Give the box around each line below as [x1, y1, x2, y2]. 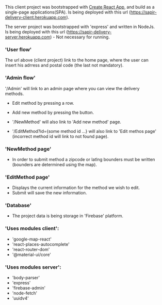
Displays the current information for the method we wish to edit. [12, 185, 140, 191]
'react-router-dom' [12, 246, 50, 252]
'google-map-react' [12, 236, 52, 242]
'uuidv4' [12, 295, 29, 301]
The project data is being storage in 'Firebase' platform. [12, 213, 124, 219]
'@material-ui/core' [12, 252, 51, 257]
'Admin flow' [5, 75, 36, 81]
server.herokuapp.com [5, 34, 50, 40]
